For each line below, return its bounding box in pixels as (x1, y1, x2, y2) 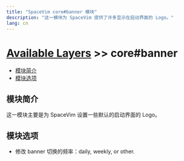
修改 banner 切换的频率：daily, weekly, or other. (15, 148, 135, 155)
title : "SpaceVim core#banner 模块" (6, 8, 97, 15)
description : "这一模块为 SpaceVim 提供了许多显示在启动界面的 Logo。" (6, 15, 174, 21)
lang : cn (6, 20, 29, 26)
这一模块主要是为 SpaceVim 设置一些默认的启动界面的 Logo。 (6, 111, 161, 119)
